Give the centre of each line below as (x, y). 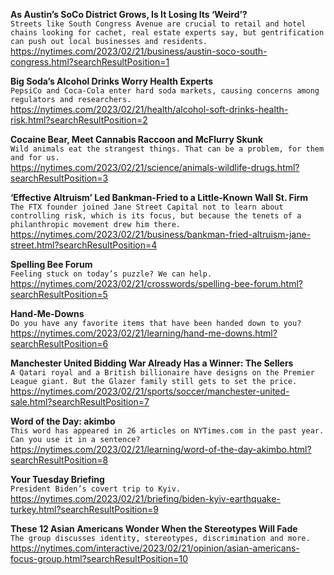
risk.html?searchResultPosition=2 (79, 120)
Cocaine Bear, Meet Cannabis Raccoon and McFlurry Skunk (137, 139)
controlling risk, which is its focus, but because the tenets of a (156, 216)
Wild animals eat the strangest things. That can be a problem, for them (167, 149)
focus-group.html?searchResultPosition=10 (99, 558)
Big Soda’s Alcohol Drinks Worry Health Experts (112, 81)
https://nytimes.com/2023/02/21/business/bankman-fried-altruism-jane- (161, 234)
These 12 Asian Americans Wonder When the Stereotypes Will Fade (154, 528)
